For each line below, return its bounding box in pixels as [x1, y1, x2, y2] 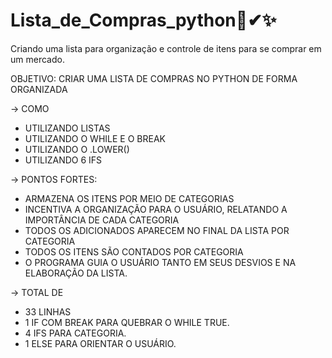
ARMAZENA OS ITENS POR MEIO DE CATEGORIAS [24, 192, 235, 204]
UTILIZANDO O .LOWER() [24, 143, 130, 155]
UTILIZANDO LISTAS [24, 122, 111, 134]
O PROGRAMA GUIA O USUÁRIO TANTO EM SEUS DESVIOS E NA [24, 256, 297, 268]
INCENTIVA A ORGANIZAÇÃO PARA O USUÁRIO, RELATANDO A [24, 203, 288, 215]
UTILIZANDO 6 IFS [24, 154, 103, 166]
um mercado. [10, 53, 65, 65]
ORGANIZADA [10, 83, 68, 95]
